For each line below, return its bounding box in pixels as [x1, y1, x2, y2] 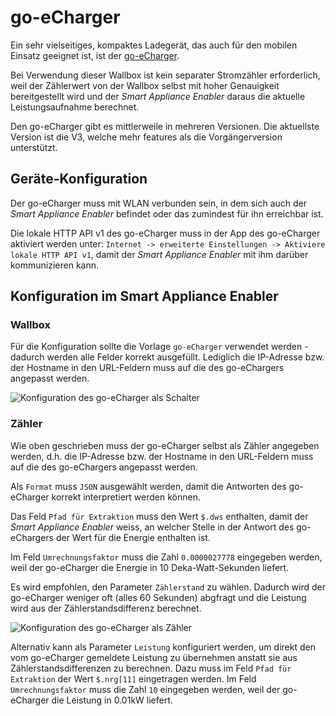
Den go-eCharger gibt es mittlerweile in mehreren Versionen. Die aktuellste [10, 120, 320, 132]
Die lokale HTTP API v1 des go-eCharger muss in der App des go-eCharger [10, 227, 321, 239]
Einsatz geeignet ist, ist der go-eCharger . [10, 49, 180, 61]
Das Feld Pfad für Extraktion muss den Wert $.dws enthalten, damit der [10, 510, 309, 522]
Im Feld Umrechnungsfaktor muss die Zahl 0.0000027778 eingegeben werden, [10, 551, 323, 563]
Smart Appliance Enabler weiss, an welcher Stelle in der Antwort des [10, 521, 295, 533]
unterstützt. [10, 141, 58, 153]
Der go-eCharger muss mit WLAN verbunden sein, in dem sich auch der [10, 197, 308, 209]
